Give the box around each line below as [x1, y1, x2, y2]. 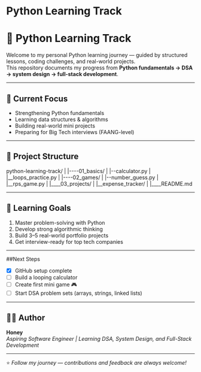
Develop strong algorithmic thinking [14, 225, 103, 232]
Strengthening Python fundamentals [14, 109, 105, 116]
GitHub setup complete [14, 267, 72, 274]
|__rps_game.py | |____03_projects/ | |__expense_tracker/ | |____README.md [6, 180, 193, 187]
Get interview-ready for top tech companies [14, 238, 124, 245]
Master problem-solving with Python [14, 219, 105, 226]
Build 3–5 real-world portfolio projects [14, 232, 109, 239]
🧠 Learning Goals [6, 203, 71, 213]
